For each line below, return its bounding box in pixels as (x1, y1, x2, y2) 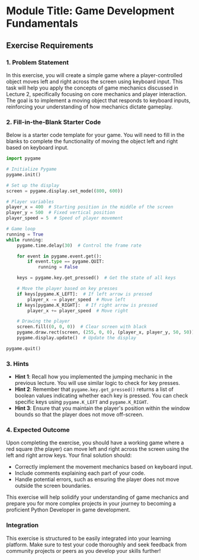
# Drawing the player (17, 319, 70, 324)
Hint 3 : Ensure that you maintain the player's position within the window (14, 405, 191, 412)
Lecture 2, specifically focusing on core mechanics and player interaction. (6, 90, 187, 97)
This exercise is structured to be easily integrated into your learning (6, 534, 171, 542)
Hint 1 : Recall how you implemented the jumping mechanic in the (14, 373, 173, 380)
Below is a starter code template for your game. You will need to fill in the (6, 132, 185, 139)
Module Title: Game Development (6, 4, 175, 18)
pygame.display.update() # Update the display (17, 335, 136, 341)
